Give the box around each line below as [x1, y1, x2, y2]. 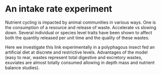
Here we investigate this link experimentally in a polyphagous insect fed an [5, 44, 155, 50]
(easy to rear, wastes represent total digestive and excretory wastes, [5, 54, 143, 60]
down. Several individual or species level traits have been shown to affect [5, 30, 152, 35]
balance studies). [5, 64, 40, 71]
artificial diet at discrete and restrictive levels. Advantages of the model [5, 49, 148, 55]
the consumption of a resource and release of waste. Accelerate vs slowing [5, 24, 157, 30]
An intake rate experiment [5, 3, 112, 15]
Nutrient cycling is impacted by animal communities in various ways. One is [5, 19, 156, 25]
